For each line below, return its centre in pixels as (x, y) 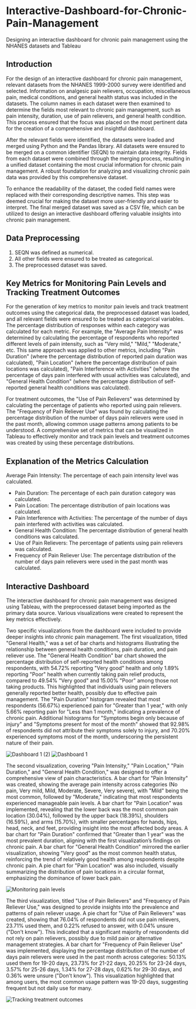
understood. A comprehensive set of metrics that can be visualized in (90, 430)
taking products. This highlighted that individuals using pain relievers (89, 687)
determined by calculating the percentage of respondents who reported (93, 338)
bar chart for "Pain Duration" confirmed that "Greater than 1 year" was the (95, 834)
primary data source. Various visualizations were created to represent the (94, 613)
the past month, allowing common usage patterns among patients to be (92, 424)
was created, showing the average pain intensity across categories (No (92, 784)
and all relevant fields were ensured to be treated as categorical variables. (95, 319)
